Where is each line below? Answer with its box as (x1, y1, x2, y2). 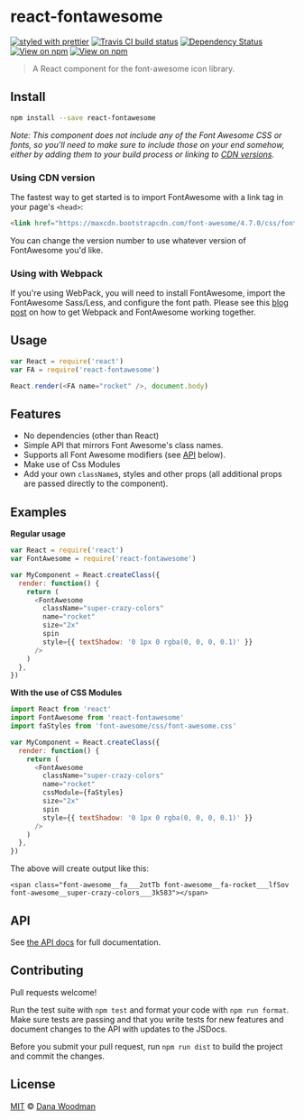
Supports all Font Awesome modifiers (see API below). (23, 449, 226, 461)
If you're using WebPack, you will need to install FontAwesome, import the (10, 288, 286, 298)
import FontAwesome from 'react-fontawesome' (10, 713, 184, 722)
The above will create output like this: (10, 863, 150, 874)
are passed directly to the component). (23, 478, 169, 489)
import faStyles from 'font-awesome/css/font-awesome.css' (10, 721, 237, 731)
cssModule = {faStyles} (42, 788, 124, 797)
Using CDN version (10, 171, 96, 184)
